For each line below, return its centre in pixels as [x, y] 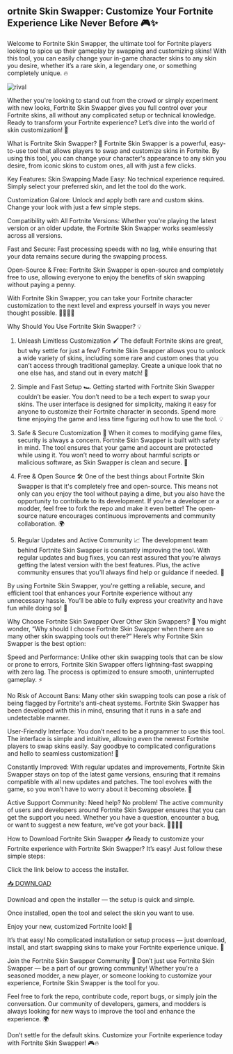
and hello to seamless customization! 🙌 [63, 753]
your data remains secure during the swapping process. [88, 256]
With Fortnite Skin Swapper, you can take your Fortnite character [100, 298]
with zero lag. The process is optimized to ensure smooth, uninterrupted [111, 672]
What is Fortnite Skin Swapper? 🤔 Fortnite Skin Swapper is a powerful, [108, 143]
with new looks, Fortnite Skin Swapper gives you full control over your [107, 108]
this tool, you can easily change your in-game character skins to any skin [112, 58]
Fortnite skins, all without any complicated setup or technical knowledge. [112, 115]
